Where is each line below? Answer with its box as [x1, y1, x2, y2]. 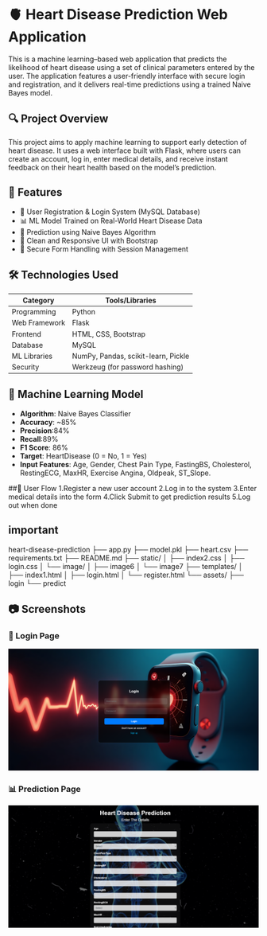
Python [72, 307, 96, 317]
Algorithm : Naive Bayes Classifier [19, 408, 131, 418]
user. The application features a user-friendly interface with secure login [8, 71, 246, 80]
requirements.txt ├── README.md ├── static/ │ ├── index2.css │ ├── [8, 553, 245, 563]
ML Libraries [11, 351, 53, 361]
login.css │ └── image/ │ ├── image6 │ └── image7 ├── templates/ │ [8, 561, 244, 571]
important [8, 524, 59, 537]
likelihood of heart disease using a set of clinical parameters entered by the [8, 62, 255, 72]
